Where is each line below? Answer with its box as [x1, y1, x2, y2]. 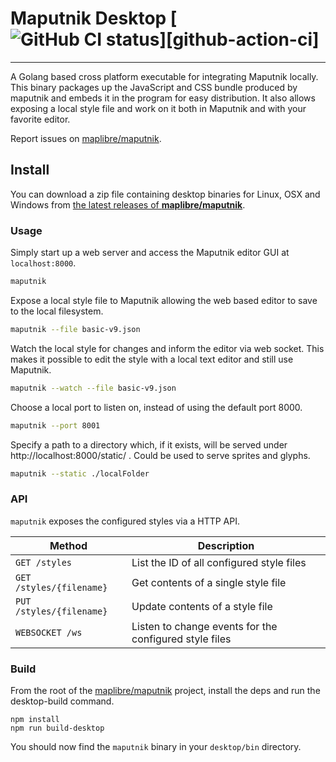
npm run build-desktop [10, 723, 105, 734]
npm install [10, 715, 60, 725]
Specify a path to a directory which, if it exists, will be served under [10, 438, 288, 451]
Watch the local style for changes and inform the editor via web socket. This [10, 342, 325, 354]
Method [49, 538, 88, 552]
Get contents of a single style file [131, 575, 287, 589]
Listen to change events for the [131, 619, 278, 633]
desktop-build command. [10, 695, 115, 707]
